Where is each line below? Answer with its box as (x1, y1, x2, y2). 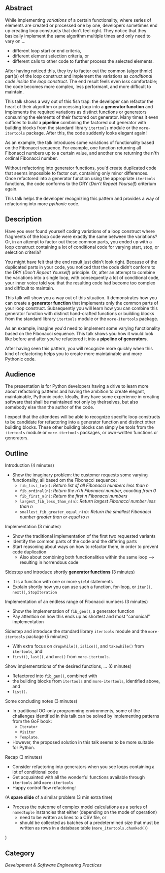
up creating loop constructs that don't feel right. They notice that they (5, 27, 147, 34)
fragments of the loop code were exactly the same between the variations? (5, 233, 158, 239)
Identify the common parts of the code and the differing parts (12, 539, 137, 545)
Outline (5, 449, 28, 458)
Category (5, 849, 35, 857)
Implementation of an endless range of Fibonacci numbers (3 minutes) (5, 598, 148, 605)
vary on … (5, 38, 26, 44)
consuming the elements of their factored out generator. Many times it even (5, 114, 159, 120)
